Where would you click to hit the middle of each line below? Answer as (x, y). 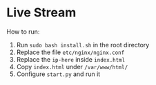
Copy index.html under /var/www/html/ (72, 66)
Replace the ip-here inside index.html (71, 59)
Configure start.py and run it (58, 74)
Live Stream (41, 13)
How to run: (23, 32)
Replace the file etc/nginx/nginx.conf (70, 52)
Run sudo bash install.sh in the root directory (83, 45)
